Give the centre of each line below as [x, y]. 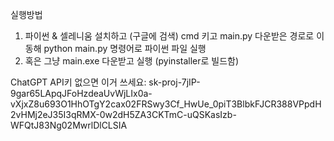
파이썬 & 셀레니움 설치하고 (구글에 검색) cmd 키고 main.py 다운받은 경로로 [169, 36]
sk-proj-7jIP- [174, 82]
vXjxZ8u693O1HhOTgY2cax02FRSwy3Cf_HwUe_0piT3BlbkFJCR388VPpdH [166, 104]
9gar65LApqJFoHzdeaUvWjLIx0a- [81, 93]
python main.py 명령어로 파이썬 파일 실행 [125, 48]
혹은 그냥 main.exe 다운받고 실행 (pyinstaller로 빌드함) [132, 61]
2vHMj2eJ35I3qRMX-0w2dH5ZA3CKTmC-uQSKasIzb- [123, 114]
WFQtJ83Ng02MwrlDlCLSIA [69, 125]
